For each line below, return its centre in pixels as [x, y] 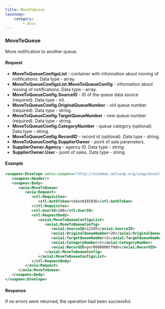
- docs [29, 23]
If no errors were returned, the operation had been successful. [68, 302]
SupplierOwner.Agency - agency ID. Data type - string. [69, 147]
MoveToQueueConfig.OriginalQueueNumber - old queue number [79, 105]
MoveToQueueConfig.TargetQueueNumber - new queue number [79, 115]
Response [15, 290]
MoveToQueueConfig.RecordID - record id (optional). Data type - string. [86, 137]
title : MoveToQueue [25, 10]
